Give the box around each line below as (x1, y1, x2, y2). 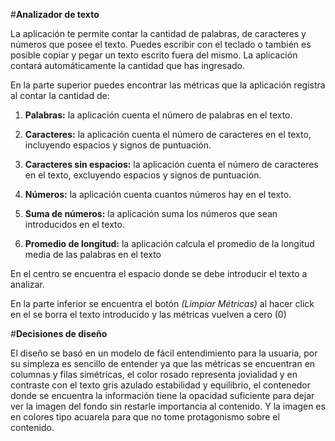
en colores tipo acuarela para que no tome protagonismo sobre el (10, 411, 280, 423)
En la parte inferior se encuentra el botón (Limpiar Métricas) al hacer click (10, 298, 315, 309)
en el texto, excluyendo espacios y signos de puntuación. (24, 169, 262, 181)
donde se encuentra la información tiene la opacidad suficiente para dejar (10, 390, 315, 401)
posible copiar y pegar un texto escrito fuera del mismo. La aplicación (10, 49, 298, 61)
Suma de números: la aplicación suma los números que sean (24, 208, 278, 219)
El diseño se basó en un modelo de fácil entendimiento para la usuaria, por (10, 347, 318, 359)
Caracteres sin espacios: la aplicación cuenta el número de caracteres (24, 159, 319, 170)
